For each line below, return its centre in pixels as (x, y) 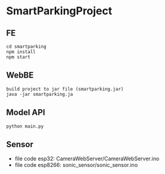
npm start (18, 57)
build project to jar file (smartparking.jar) (65, 89)
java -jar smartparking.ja (40, 94)
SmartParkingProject (59, 11)
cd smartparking (26, 46)
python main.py (25, 126)
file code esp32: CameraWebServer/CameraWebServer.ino (87, 159)
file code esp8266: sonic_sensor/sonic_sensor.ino (76, 165)
